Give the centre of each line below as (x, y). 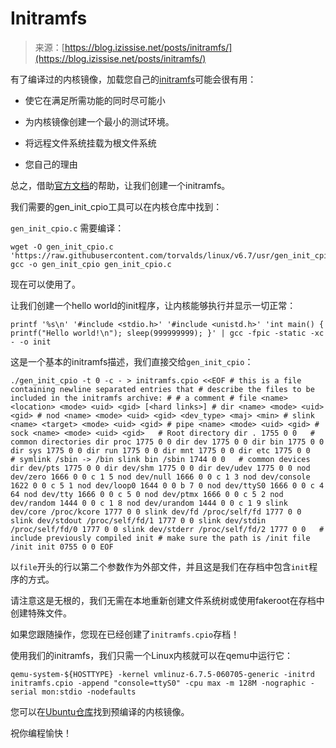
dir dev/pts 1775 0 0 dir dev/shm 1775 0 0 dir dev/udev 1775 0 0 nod (160, 468)
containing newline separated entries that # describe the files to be (162, 389)
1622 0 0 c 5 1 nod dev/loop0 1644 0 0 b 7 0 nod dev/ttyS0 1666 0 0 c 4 (167, 485)
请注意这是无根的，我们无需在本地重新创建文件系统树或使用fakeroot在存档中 (167, 600)
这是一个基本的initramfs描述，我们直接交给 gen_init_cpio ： (132, 361)
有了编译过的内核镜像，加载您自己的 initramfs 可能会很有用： (133, 79)
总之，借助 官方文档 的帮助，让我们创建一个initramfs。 (120, 185)
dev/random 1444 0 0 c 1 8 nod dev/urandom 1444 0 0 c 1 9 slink (149, 503)
